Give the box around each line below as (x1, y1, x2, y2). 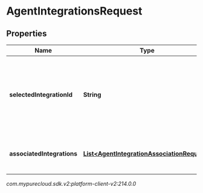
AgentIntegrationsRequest (6, 4, 143, 18)
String (83, 91, 101, 99)
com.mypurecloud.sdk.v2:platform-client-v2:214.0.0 (6, 180, 137, 187)
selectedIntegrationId (9, 91, 73, 99)
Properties (6, 28, 47, 39)
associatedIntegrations (9, 149, 77, 158)
